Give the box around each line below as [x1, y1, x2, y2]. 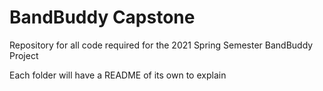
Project [9, 49, 39, 61]
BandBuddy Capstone [9, 6, 196, 29]
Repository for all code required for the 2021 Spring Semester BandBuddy [9, 39, 314, 51]
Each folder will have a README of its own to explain [9, 69, 227, 81]
